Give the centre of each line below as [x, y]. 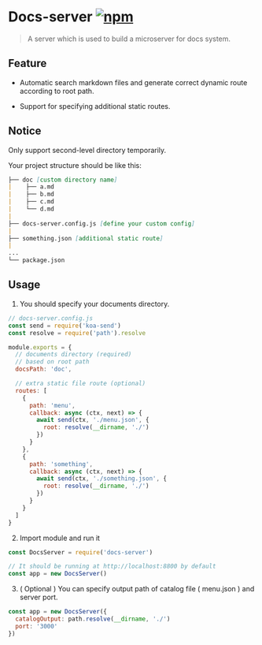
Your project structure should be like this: [75, 165]
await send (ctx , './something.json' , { [102, 479]
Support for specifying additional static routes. [95, 106]
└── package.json [37, 260]
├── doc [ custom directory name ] [63, 180]
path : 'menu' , [52, 405]
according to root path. [57, 91]
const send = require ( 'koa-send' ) [65, 326]
